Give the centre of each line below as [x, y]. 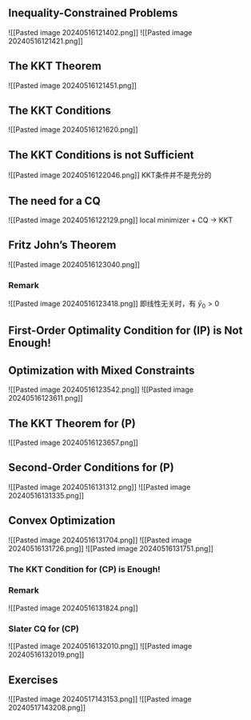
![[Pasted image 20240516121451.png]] [73, 85]
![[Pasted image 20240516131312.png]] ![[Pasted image [100, 486]
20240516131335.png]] [46, 495]
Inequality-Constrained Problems [93, 13]
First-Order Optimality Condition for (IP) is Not [125, 331]
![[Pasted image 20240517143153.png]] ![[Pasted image [100, 698]
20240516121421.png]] [46, 41]
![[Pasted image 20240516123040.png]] [74, 264]
